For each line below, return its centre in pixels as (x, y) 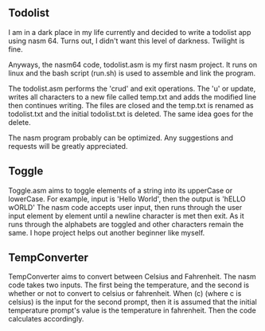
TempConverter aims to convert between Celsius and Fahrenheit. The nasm (132, 277)
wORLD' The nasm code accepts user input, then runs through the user (125, 207)
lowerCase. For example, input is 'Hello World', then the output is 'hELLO (127, 199)
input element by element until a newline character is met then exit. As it (126, 216)
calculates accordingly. (46, 319)
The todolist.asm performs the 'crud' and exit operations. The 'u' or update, (132, 88)
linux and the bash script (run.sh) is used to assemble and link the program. (132, 73)
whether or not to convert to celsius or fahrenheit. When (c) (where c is (125, 294)
